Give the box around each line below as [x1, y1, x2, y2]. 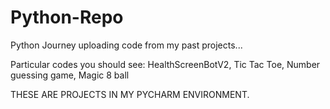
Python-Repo [10, 6, 124, 29]
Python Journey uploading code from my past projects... [10, 39, 243, 51]
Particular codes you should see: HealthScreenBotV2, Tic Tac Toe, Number [10, 58, 321, 70]
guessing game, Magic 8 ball [10, 69, 130, 81]
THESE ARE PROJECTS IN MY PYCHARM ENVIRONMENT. [10, 88, 250, 100]
